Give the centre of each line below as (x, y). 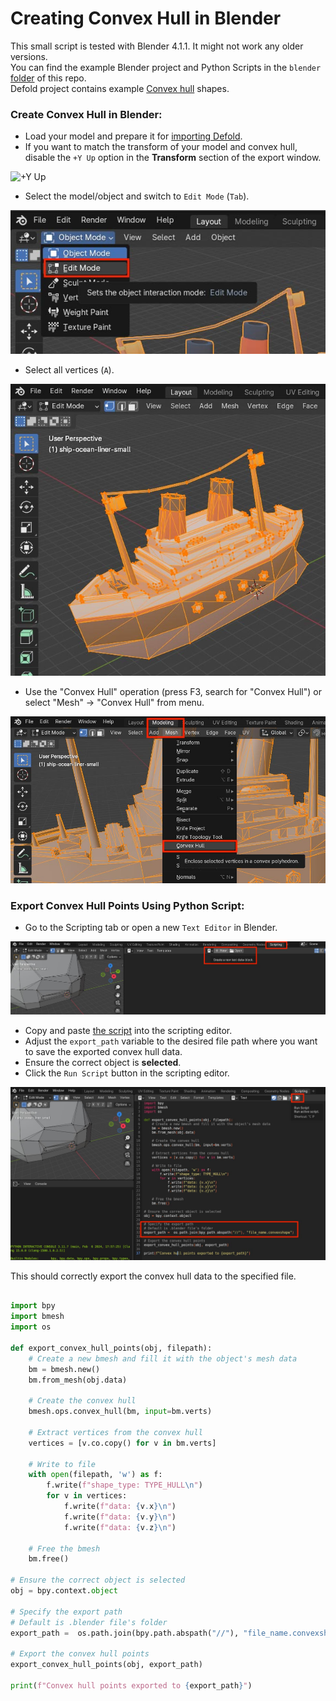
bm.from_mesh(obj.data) (78, 1380)
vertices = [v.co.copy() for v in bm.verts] (122, 1443)
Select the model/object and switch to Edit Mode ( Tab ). (137, 196)
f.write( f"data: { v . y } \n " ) (120, 1517)
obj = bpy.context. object (64, 1591)
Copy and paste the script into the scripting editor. (128, 1030)
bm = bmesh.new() (64, 1369)
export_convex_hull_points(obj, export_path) (106, 1665)
